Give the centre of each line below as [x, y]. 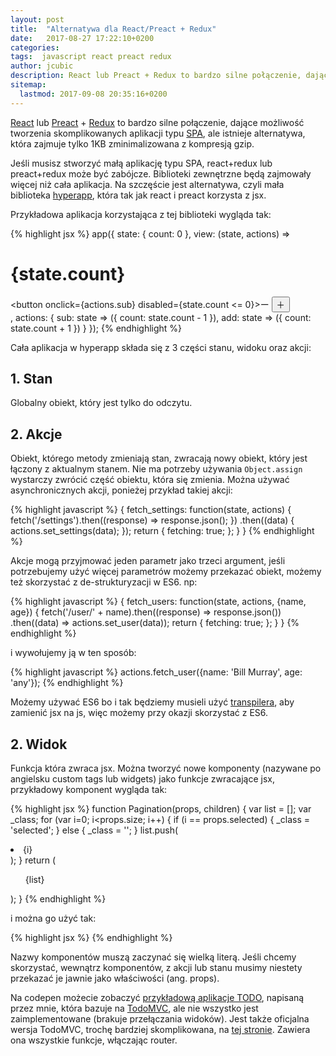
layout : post [37, 19]
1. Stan [31, 378]
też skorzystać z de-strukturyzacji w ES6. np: [104, 582]
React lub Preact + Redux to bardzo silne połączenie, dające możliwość [157, 122]
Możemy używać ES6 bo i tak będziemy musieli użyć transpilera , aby [152, 702]
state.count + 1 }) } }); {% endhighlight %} [96, 328]
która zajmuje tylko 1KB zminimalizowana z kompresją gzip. [132, 143]
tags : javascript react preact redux [91, 57]
